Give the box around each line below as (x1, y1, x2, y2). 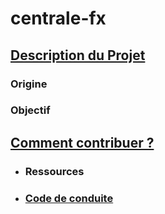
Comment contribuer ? (10, 134, 155, 151)
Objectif (10, 103, 51, 117)
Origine (10, 77, 48, 91)
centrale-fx (10, 7, 107, 30)
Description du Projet (10, 47, 146, 64)
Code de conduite (24, 191, 114, 205)
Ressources (24, 164, 85, 178)
